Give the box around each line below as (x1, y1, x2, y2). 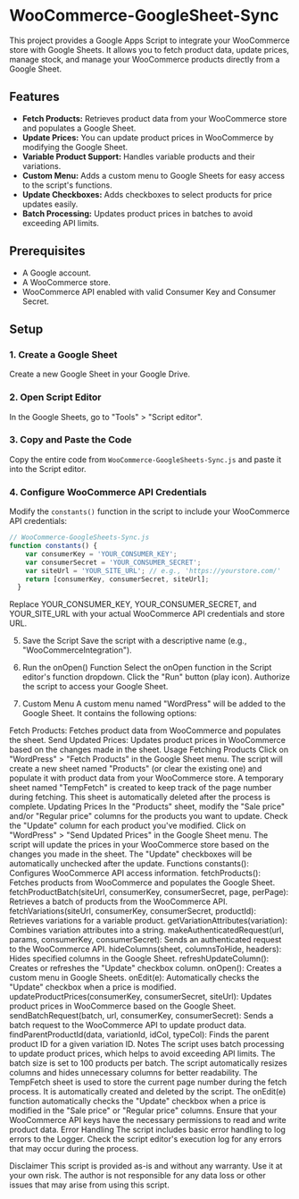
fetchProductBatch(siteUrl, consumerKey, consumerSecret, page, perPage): (9, 887, 289, 898)
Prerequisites (9, 243, 86, 259)
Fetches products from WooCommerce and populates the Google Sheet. (9, 877, 275, 888)
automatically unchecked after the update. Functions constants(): (9, 858, 250, 869)
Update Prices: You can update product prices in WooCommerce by (21, 131, 274, 143)
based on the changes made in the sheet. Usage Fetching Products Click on (9, 744, 288, 756)
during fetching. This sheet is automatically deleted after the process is (9, 792, 270, 803)
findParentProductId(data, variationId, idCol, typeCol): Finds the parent (9, 1029, 270, 1040)
